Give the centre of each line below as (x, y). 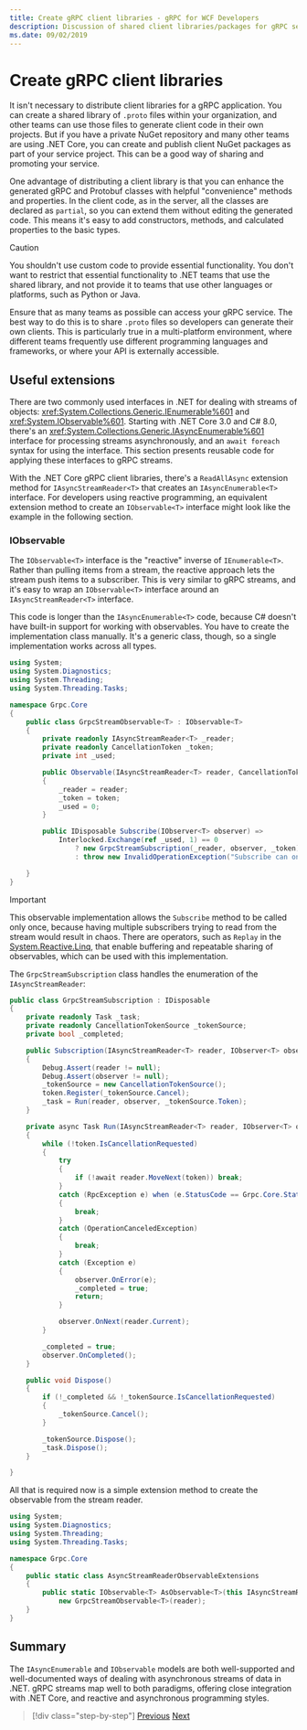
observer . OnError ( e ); (116, 1280)
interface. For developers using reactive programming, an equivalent (138, 497)
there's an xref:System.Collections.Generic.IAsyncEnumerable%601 (137, 432)
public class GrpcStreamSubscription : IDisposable (110, 1000)
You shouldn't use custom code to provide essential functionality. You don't (152, 265)
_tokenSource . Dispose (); (90, 1439)
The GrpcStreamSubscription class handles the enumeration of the (134, 974)
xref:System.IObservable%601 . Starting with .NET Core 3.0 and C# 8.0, (143, 422)
